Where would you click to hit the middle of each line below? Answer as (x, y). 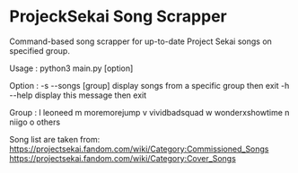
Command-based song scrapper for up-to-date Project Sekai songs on (140, 41)
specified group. (39, 50)
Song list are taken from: (55, 139)
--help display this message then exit (78, 95)
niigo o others (35, 122)
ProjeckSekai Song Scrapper (118, 17)
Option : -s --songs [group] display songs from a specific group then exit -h (149, 85)
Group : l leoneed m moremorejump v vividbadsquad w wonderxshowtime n (149, 112)
